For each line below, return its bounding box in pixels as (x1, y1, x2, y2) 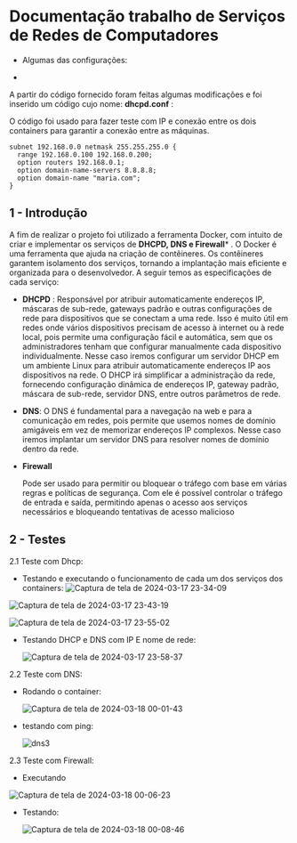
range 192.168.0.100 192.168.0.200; (17, 150, 153, 159)
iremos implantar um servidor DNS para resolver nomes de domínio (21, 434, 269, 444)
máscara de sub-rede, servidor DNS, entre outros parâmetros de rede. (21, 388, 281, 399)
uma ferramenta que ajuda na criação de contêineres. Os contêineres (9, 247, 264, 259)
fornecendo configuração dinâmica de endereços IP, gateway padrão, (21, 378, 279, 389)
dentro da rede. (21, 443, 80, 454)
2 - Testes (9, 532, 67, 547)
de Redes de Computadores (9, 25, 220, 45)
